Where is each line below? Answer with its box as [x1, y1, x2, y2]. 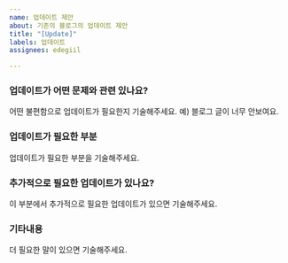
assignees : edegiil [9, 46, 82, 55]
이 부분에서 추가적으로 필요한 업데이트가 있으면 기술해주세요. [9, 198, 218, 209]
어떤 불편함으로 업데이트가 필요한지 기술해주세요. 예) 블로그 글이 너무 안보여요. [9, 106, 279, 117]
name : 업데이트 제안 [9, 12, 74, 22]
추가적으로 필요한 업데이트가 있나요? [9, 176, 155, 189]
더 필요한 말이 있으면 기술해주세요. [9, 244, 128, 255]
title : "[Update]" [9, 29, 77, 38]
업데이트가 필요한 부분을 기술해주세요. [9, 152, 140, 163]
